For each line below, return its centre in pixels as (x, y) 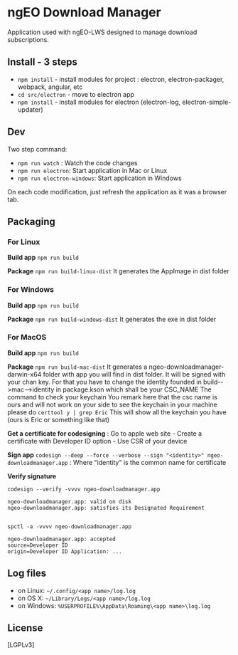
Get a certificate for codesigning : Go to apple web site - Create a (105, 433)
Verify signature (32, 476)
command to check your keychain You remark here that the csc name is (113, 397)
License (25, 628)
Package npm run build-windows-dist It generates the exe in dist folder (112, 319)
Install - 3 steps (43, 62)
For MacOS (27, 337)
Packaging (31, 221)
